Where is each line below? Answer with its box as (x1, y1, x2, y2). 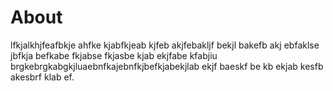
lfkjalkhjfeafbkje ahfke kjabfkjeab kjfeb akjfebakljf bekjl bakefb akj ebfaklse (10, 39, 320, 51)
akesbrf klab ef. (10, 71, 75, 83)
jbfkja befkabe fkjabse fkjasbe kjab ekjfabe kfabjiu (10, 49, 218, 61)
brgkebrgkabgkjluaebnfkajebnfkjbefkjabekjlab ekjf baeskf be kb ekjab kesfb (10, 60, 324, 72)
